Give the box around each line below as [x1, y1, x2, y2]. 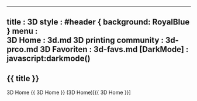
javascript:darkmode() [6, 54, 91, 64]
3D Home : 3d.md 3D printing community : [6, 36, 164, 46]
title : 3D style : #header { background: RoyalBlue [6, 17, 190, 27]
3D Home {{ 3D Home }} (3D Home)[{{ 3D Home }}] [6, 89, 131, 96]
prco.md [6, 44, 39, 54]
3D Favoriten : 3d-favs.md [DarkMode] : [39, 44, 189, 54]
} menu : [6, 26, 38, 36]
